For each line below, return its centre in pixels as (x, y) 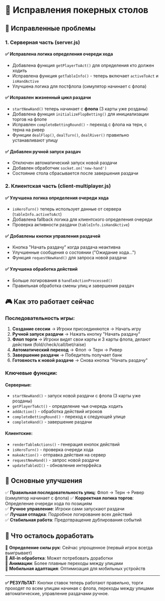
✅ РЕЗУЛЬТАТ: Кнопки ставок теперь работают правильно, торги (74, 583)
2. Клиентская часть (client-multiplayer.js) (58, 186)
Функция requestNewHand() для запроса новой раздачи (69, 258)
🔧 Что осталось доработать (50, 536)
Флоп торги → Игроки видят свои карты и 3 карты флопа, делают (81, 339)
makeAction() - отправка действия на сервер (59, 455)
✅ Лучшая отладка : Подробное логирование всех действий (69, 514)
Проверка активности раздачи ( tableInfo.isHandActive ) (71, 225)
